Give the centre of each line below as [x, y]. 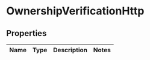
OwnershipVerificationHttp [75, 11]
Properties [27, 33]
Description [70, 50]
